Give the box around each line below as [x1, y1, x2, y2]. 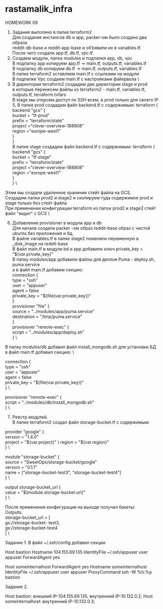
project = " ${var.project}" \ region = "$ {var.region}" [5, 439, 109, 445]
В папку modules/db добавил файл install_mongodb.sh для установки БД [5, 344, 157, 350]
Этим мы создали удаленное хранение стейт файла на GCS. [5, 190, 131, 195]
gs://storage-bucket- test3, [5, 519, 60, 525]
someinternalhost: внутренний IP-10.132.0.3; [5, 598, 95, 604]
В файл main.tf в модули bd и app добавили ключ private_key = [12, 246, 143, 252]
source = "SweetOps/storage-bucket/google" [5, 459, 97, 465]
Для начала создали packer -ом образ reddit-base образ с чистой [12, 225, 150, 231]
